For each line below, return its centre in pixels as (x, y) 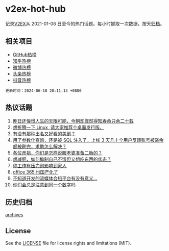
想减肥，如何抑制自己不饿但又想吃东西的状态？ (62, 159)
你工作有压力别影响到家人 (40, 165)
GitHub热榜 (25, 55)
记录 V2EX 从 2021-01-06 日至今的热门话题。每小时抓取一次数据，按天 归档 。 (85, 23)
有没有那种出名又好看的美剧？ (44, 134)
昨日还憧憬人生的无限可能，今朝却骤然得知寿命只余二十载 (73, 121)
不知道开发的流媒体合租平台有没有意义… (55, 178)
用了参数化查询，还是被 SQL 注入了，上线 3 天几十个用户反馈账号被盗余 (88, 140)
